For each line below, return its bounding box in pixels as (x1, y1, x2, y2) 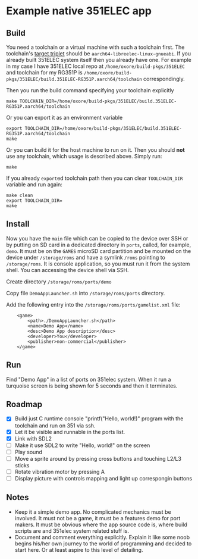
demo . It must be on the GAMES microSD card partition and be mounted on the (6, 247, 191, 254)
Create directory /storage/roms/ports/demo (6, 278, 112, 285)
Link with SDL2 (14, 435, 52, 442)
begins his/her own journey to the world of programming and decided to (14, 540, 192, 547)
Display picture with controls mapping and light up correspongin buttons (14, 474, 192, 482)
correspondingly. (143, 76, 186, 82)
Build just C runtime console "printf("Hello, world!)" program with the (14, 415, 184, 422)
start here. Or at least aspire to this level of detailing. (14, 546, 143, 553)
